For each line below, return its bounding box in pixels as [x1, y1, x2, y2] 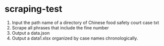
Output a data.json [11, 30, 50, 36]
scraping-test [4, 3, 62, 15]
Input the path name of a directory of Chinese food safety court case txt [11, 20, 160, 25]
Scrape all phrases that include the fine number [11, 24, 109, 30]
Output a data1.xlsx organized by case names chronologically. [11, 35, 138, 41]
